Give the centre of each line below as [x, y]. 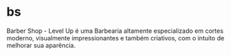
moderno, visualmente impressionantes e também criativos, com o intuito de [115, 38]
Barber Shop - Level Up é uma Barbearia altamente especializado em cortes [115, 31]
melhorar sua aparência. [41, 45]
